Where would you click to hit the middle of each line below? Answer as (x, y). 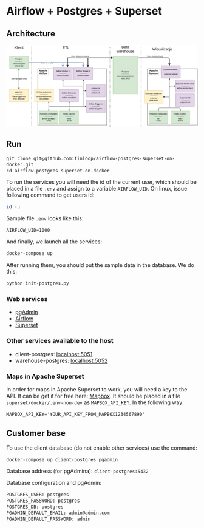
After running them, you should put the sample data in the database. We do (100, 265)
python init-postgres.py (38, 283)
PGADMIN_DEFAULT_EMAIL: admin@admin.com (58, 513)
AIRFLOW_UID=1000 (28, 231)
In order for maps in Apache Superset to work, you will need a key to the (97, 389)
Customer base (36, 433)
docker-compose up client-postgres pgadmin (62, 459)
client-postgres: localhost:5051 (54, 354)
